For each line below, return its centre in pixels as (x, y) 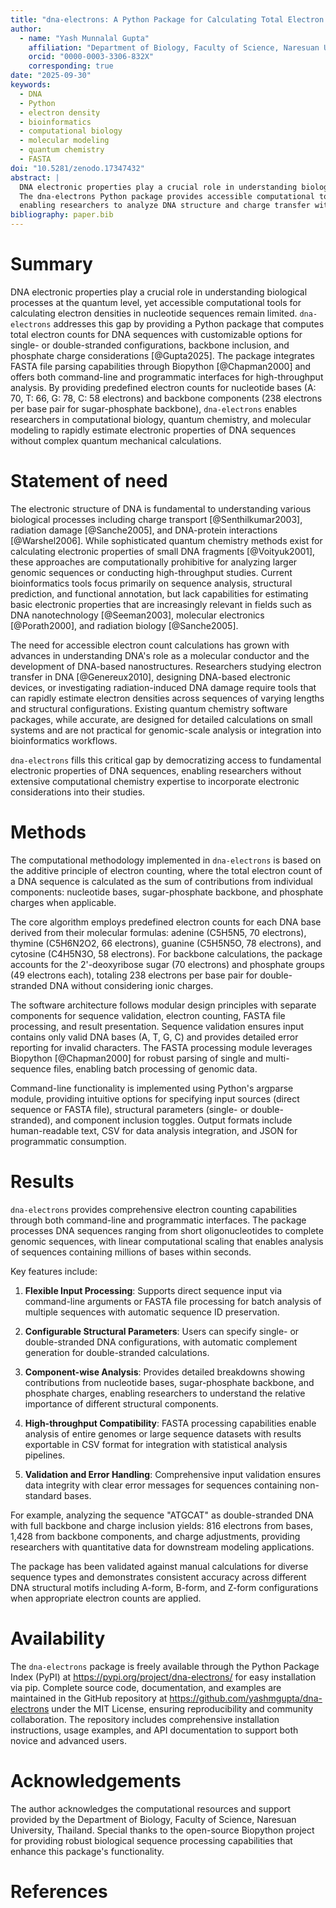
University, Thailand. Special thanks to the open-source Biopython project (162, 1830)
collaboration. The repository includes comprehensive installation (145, 1719)
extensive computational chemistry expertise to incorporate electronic (155, 781)
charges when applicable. (63, 902)
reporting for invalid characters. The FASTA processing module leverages (161, 1047)
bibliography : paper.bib (62, 215)
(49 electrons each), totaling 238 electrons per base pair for (134, 975)
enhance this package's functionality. (87, 1851)
